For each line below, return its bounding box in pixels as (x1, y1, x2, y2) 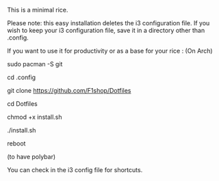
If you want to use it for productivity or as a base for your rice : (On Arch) (7, 47, 214, 55)
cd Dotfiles (7, 100, 38, 108)
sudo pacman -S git (7, 60, 63, 68)
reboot (7, 139, 26, 148)
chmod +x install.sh (7, 113, 63, 121)
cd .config (7, 73, 36, 81)
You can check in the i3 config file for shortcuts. (7, 166, 143, 173)
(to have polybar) (7, 153, 56, 161)
